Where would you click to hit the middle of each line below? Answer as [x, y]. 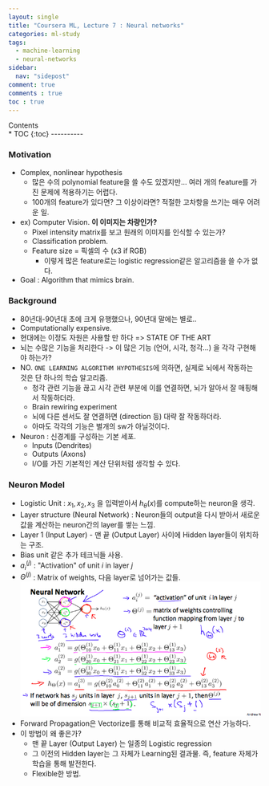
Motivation [30, 155]
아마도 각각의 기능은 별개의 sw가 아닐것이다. [101, 426]
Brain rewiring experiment [74, 406]
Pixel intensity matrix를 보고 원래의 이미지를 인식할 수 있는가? [128, 232]
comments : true [35, 93]
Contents [23, 125]
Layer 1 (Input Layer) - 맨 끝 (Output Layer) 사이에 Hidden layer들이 [128, 535]
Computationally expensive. [66, 328]
